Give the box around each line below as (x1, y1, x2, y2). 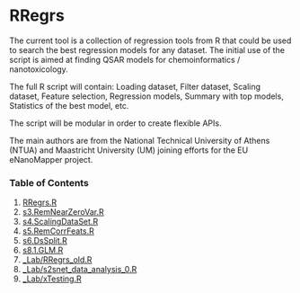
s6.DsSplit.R (22, 235, 67, 246)
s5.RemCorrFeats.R (22, 226, 94, 236)
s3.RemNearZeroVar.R (22, 207, 105, 218)
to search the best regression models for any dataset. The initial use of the (9, 44, 286, 55)
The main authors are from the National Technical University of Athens (9, 135, 270, 146)
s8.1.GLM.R (22, 244, 64, 256)
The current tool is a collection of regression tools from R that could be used (9, 35, 292, 46)
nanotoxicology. (9, 64, 69, 75)
